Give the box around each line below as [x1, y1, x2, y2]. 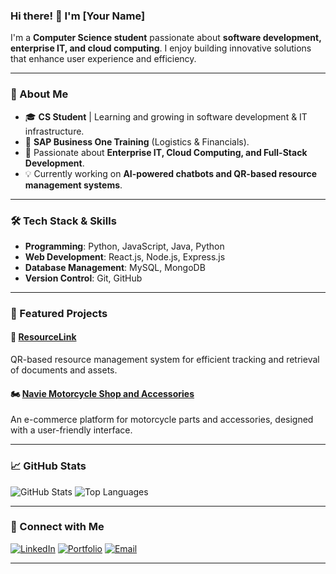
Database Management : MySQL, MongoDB [24, 261, 206, 273]
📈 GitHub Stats [10, 459, 87, 473]
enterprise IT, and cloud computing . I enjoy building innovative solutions [10, 42, 312, 54]
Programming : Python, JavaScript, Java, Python [24, 240, 225, 252]
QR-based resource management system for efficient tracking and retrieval [10, 354, 320, 366]
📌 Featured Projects [10, 306, 108, 320]
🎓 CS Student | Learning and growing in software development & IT [24, 110, 308, 123]
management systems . [24, 179, 123, 191]
